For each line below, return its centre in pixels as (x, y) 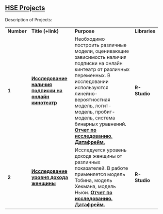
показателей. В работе (101, 168)
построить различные (101, 45)
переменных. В (92, 75)
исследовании (92, 81)
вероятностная (92, 99)
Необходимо (90, 39)
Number (17, 31)
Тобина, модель (93, 180)
